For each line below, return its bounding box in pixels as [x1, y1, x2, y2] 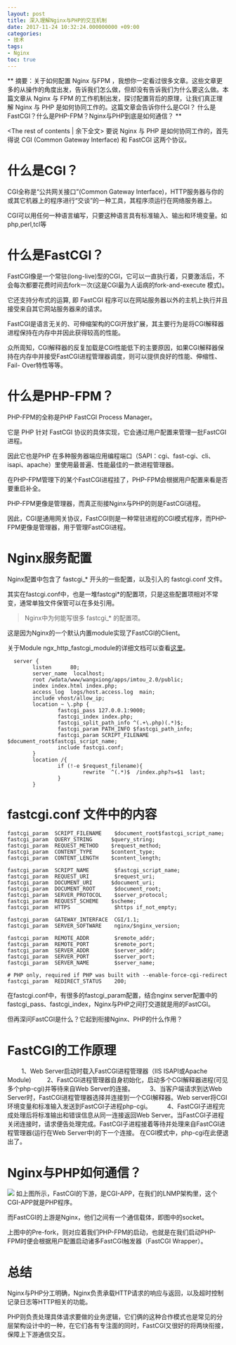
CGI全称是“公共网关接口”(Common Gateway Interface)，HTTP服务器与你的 [7, 187, 224, 196]
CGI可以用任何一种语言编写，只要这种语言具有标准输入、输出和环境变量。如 [7, 211, 228, 219]
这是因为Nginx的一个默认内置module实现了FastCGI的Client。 [7, 628, 184, 637]
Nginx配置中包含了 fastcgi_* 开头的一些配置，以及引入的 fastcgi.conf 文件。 [7, 575, 226, 583]
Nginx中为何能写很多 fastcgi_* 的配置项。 [24, 614, 145, 622]
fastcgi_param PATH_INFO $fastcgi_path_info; [57, 725, 193, 733]
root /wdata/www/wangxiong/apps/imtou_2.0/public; [32, 676, 184, 683]
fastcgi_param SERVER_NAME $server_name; [7, 960, 156, 967]
